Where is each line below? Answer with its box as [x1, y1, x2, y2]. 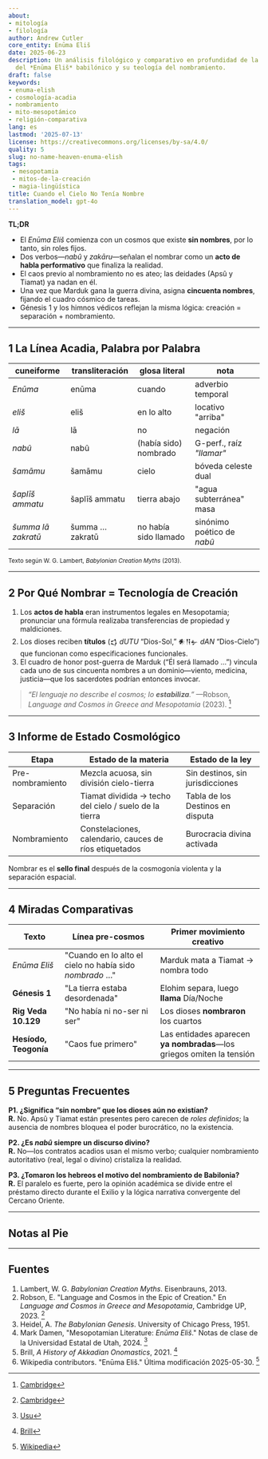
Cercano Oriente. [8, 1195, 65, 1206]
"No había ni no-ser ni [64, 1005, 149, 1017]
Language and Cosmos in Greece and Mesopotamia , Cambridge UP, [19, 1301, 247, 1310]
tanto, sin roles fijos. [19, 243, 87, 252]
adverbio [195, 379, 229, 390]
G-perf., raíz [195, 438, 242, 449]
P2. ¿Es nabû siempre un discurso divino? [8, 1138, 150, 1148]
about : [8, 11, 30, 20]
